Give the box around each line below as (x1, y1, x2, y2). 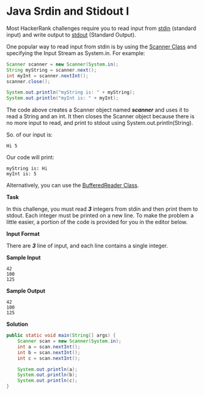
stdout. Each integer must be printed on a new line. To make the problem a (6, 212, 194, 219)
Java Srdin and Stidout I (6, 4, 129, 18)
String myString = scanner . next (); (6, 67, 97, 73)
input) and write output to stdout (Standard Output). (6, 31, 136, 38)
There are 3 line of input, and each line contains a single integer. (6, 242, 169, 249)
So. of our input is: (6, 131, 53, 138)
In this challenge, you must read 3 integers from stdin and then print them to (6, 205, 199, 213)
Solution (6, 320, 29, 328)
